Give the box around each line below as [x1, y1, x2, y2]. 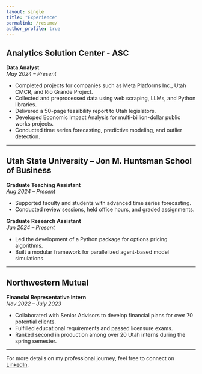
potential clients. [14, 318, 56, 325]
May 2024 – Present [6, 70, 57, 78]
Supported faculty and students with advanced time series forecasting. [14, 199, 191, 206]
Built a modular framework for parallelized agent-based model [14, 248, 170, 256]
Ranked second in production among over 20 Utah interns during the [14, 331, 186, 338]
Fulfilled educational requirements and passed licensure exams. [14, 324, 173, 331]
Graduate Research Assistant [6, 217, 81, 224]
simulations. [14, 254, 45, 262]
